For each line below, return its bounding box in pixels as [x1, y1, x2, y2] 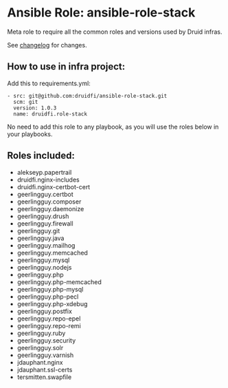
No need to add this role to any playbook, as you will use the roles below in [7, 122, 219, 131]
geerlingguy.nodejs [16, 263, 72, 271]
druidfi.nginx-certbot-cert [16, 182, 91, 191]
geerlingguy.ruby [16, 329, 66, 337]
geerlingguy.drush [16, 212, 69, 220]
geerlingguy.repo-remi [16, 321, 81, 330]
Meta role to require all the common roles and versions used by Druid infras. [7, 28, 223, 36]
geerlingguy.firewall [16, 219, 73, 228]
